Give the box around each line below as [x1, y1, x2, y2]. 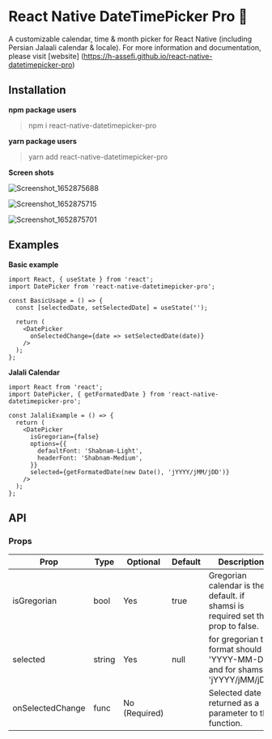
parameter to [208, 707, 258, 719]
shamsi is [208, 601, 244, 612]
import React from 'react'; [8, 383, 104, 391]
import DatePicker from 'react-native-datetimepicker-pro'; [8, 282, 216, 291]
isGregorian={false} [29, 432, 100, 440]
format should [208, 643, 262, 655]
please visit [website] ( [8, 51, 84, 61]
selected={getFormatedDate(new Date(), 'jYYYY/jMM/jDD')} [29, 468, 230, 476]
